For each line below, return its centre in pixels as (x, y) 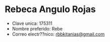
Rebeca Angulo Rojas (50, 9)
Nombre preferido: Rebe (37, 28)
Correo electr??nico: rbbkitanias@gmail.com (58, 34)
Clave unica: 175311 (32, 23)
